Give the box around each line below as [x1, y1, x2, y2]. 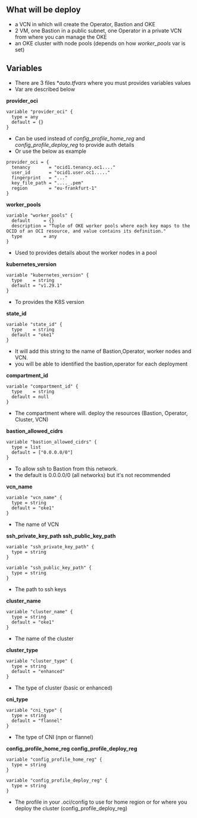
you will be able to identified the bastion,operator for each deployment [14, 360, 188, 367]
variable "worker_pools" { [6, 212, 73, 219]
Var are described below [14, 85, 76, 93]
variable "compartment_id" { [6, 383, 79, 389]
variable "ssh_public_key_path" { [6, 564, 92, 571]
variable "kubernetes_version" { [6, 272, 89, 278]
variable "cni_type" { [6, 707, 62, 713]
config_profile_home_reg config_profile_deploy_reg [6, 745, 137, 752]
